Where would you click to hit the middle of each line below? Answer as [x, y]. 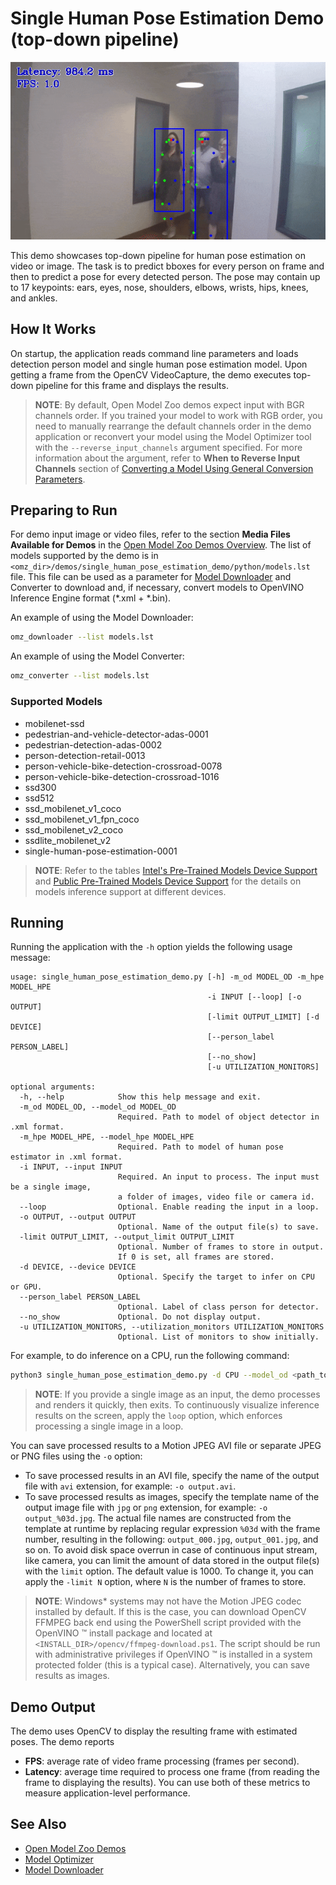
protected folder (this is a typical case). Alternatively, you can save [172, 1665]
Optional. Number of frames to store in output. [221, 1247]
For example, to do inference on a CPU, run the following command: [150, 1356]
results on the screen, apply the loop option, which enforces [158, 1416]
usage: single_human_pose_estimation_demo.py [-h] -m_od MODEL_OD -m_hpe [167, 977]
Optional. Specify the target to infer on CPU [216, 1277]
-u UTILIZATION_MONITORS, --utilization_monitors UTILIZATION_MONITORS [172, 1327]
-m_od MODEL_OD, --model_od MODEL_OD [98, 1107]
